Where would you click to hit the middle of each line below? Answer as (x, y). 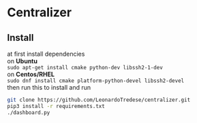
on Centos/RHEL (31, 74)
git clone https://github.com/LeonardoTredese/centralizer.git (99, 100)
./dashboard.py (29, 112)
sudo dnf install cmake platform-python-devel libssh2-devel (96, 81)
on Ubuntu (22, 61)
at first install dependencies (46, 54)
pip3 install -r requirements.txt (56, 106)
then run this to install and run (49, 87)
